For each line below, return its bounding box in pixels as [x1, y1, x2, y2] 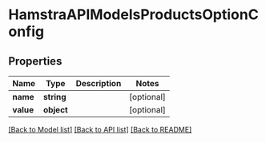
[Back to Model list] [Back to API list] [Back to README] [8, 125, 192, 134]
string [42, 92, 66, 102]
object [42, 105, 68, 115]
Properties [8, 54, 62, 68]
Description [75, 78, 122, 89]
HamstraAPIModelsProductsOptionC [8, 6, 259, 24]
